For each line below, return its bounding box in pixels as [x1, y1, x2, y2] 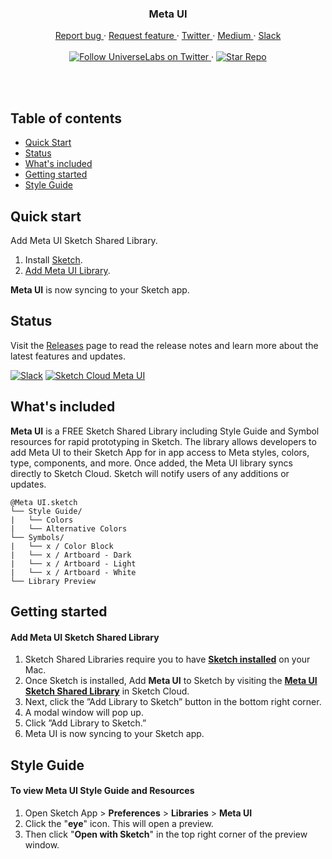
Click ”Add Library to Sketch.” [24, 717, 147, 729]
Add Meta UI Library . [24, 264, 111, 276]
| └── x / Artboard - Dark [10, 550, 132, 560]
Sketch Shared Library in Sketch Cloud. [24, 685, 190, 697]
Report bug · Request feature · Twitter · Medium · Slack [54, 30, 282, 42]
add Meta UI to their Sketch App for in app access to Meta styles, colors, [10, 446, 310, 458]
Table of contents [10, 110, 122, 127]
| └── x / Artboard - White [10, 567, 137, 577]
